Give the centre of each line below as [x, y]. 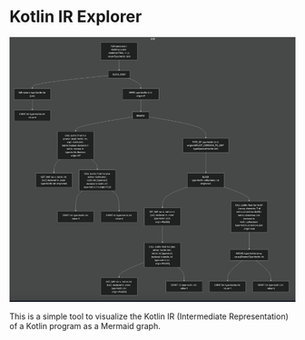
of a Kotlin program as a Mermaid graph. [85, 326]
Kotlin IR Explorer [76, 17]
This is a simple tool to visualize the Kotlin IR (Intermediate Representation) [149, 316]
